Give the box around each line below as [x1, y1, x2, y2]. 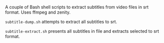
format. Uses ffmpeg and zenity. [5, 9, 71, 15]
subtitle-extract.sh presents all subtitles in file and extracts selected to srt [5, 28, 159, 34]
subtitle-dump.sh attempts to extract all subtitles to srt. [5, 19, 117, 24]
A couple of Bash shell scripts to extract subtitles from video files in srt [5, 4, 149, 10]
